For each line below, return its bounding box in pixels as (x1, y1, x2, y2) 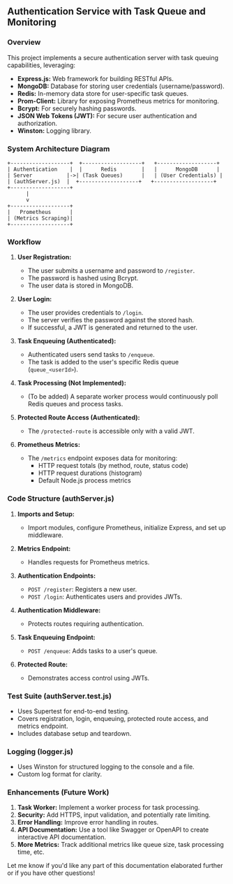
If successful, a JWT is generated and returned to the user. (27, 323, 197, 331)
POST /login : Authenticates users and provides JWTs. (27, 592, 183, 601)
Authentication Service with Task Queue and (7, 6, 206, 17)
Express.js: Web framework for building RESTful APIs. (17, 74, 174, 83)
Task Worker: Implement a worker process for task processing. (17, 804, 200, 812)
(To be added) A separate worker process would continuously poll (27, 392, 218, 401)
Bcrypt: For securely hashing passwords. (17, 104, 137, 113)
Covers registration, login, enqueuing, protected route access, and (17, 714, 209, 722)
